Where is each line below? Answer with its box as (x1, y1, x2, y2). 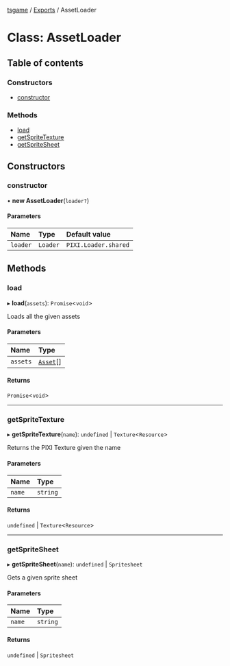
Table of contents (7, 57, 84, 69)
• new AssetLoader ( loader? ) (7, 196, 90, 204)
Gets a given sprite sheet (7, 573, 77, 582)
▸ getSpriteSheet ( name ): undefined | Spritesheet (7, 560, 143, 569)
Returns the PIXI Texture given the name (7, 444, 121, 452)
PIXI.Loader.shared (66, 241, 130, 249)
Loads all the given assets (7, 312, 81, 320)
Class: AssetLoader (7, 30, 122, 45)
